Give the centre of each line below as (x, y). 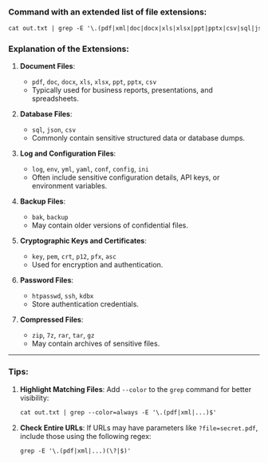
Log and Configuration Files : (68, 153)
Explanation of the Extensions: (69, 49)
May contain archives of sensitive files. (96, 344)
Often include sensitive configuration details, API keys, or (126, 177)
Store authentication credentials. (85, 304)
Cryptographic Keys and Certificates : (83, 241)
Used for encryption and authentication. (97, 265)
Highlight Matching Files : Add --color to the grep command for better (136, 389)
